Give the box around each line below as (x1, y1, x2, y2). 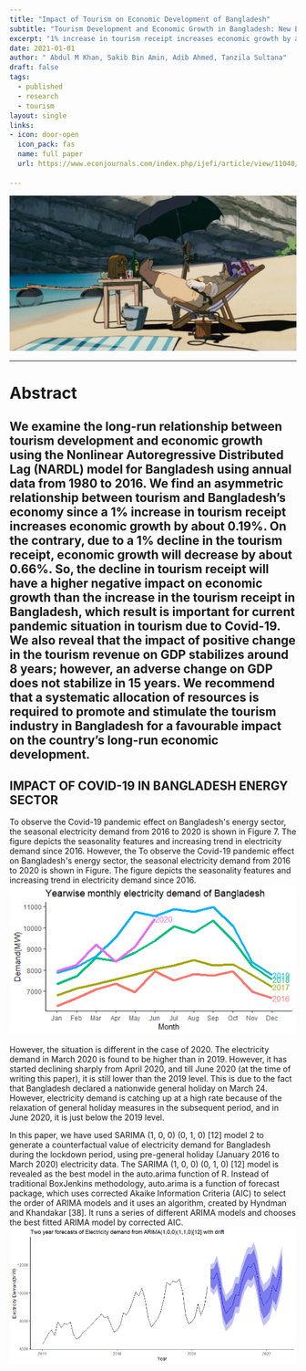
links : (9, 120, 35, 130)
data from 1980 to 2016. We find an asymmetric (9, 476, 284, 492)
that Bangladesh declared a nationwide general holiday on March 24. (9, 1083, 268, 1094)
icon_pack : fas (17, 140, 76, 150)
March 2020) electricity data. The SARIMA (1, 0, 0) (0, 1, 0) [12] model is (9, 1159, 280, 1170)
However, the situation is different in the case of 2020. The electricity (9, 1044, 270, 1055)
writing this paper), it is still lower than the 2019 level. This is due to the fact (9, 1073, 292, 1084)
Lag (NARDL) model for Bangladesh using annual (9, 462, 292, 477)
